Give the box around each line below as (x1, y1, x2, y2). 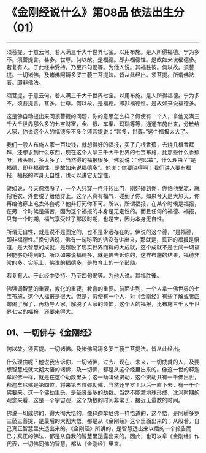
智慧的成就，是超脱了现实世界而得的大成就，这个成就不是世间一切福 (27, 243, 200, 251)
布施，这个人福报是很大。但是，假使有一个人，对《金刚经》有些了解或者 (11, 292, 194, 300)
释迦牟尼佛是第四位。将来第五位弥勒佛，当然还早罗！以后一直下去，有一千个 (6, 381, 200, 388)
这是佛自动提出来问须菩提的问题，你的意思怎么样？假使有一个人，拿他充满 (6, 112, 194, 120)
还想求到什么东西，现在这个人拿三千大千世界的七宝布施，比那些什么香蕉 (17, 148, 200, 156)
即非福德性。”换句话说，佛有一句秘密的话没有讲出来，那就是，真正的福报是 (6, 235, 194, 243)
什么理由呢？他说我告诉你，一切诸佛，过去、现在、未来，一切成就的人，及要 (6, 358, 200, 365)
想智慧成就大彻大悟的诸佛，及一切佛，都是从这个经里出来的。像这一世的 (6, 365, 189, 373)
